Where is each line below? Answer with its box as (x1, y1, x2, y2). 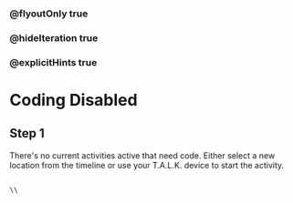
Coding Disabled (9, 89, 139, 110)
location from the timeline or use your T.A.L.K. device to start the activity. (9, 159, 285, 170)
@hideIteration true (9, 31, 99, 44)
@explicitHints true (9, 56, 98, 68)
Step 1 (9, 126, 46, 141)
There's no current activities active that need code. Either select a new (9, 149, 276, 161)
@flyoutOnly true (9, 7, 89, 20)
